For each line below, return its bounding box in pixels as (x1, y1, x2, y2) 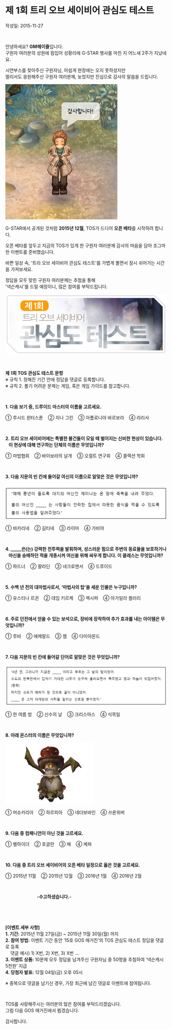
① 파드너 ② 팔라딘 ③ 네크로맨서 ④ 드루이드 (5, 563, 113, 570)
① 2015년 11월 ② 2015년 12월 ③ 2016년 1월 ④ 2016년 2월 (5, 873, 142, 879)
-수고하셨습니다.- (36, 894, 72, 900)
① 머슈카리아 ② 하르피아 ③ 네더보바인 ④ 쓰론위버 (5, 810, 125, 816)
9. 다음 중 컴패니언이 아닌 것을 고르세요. (5, 830, 83, 836)
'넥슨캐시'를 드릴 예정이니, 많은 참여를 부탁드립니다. (5, 283, 108, 290)
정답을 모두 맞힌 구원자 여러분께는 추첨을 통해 (5, 277, 96, 283)
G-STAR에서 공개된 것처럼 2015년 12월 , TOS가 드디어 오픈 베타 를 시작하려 (5, 225, 154, 231)
